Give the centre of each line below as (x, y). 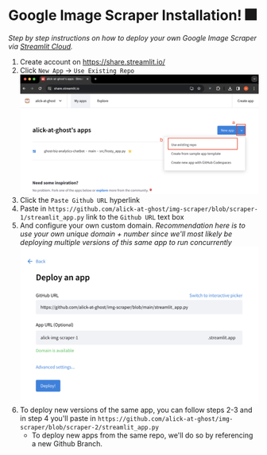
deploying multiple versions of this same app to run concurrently (126, 242)
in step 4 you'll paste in (58, 418)
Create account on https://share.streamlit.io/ (92, 61)
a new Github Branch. (67, 443)
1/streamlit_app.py (52, 217)
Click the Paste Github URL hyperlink (80, 200)
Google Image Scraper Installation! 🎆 (132, 16)
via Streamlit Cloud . (41, 46)
